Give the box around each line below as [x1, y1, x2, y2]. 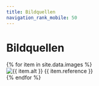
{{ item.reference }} [44, 68, 93, 75]
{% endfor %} [6, 74, 41, 81]
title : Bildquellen [6, 9, 56, 15]
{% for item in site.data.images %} [6, 61, 92, 68]
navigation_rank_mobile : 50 [6, 15, 78, 21]
